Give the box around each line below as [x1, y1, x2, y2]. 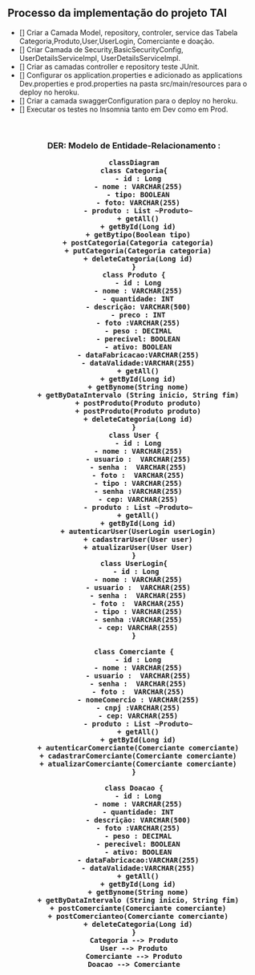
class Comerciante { [94, 647, 174, 657]
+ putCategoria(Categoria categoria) [64, 246, 212, 256]
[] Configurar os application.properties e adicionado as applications [18, 70, 243, 79]
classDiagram [108, 158, 160, 168]
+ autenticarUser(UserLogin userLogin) [60, 527, 217, 536]
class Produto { [102, 270, 166, 280]
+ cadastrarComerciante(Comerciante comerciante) [38, 751, 237, 761]
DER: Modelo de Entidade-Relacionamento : [47, 140, 221, 151]
